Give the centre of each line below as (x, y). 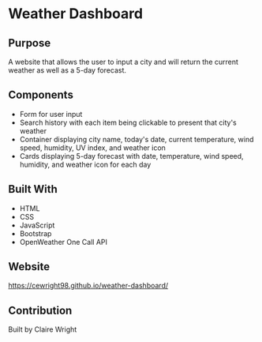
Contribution (40, 310)
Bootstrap (36, 233)
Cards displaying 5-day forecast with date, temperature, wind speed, (131, 156)
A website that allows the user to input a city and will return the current (124, 62)
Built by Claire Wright (43, 329)
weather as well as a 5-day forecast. (67, 70)
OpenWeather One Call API (64, 242)
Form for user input (51, 114)
